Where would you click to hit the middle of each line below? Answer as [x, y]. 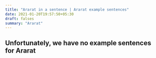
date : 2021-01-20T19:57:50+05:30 [39, 14]
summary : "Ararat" [24, 23]
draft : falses [20, 19]
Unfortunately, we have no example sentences [78, 43]
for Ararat [20, 50]
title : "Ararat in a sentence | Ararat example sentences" [67, 10]
